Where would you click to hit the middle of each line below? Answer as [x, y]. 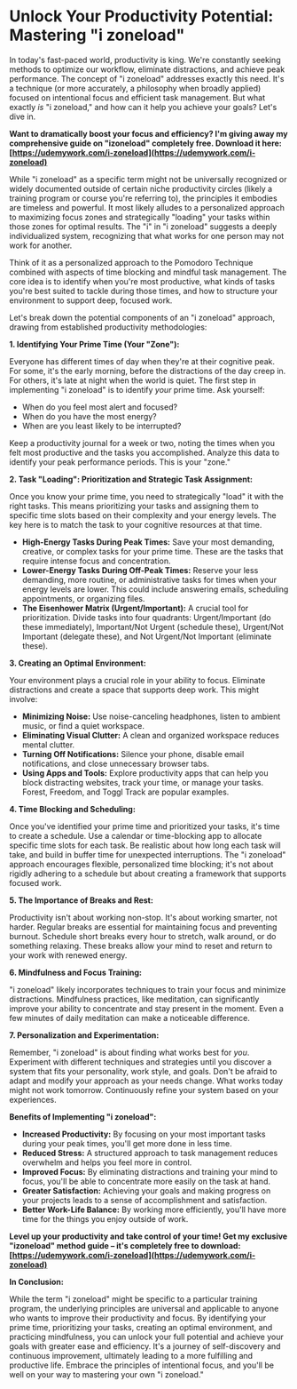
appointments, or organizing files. [83, 598]
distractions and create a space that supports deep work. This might [134, 690]
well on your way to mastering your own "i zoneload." [106, 1374]
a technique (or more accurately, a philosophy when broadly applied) [135, 88]
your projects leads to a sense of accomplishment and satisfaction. [145, 1200]
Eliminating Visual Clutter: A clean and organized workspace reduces [150, 735]
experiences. [33, 1099]
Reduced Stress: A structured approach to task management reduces [150, 1153]
